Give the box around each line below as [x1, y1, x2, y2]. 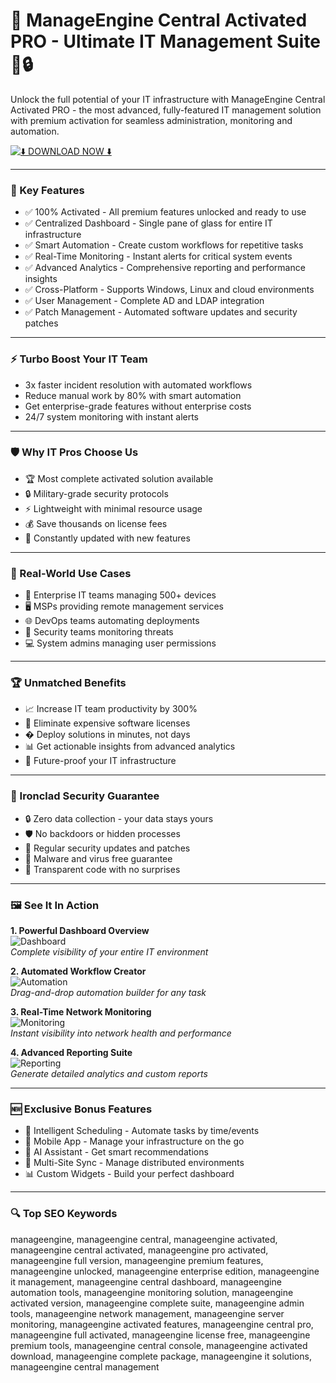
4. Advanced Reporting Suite [10, 1047, 133, 1059]
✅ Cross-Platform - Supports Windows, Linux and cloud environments [24, 284, 315, 296]
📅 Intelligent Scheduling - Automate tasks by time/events [24, 1125, 260, 1137]
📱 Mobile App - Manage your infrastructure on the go [24, 1135, 245, 1148]
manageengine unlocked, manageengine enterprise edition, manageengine [10, 1265, 320, 1277]
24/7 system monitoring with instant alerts [24, 410, 200, 423]
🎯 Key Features [10, 183, 85, 197]
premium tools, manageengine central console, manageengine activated [10, 1339, 308, 1351]
